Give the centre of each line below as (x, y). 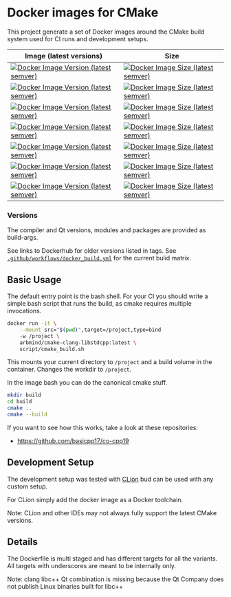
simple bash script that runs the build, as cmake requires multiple (100, 304)
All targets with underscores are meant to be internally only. (92, 565)
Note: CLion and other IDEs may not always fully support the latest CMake (112, 512)
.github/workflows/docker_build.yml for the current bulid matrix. (99, 258)
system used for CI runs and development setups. (78, 38)
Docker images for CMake (83, 13)
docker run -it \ (32, 324)
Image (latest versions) (64, 56)
